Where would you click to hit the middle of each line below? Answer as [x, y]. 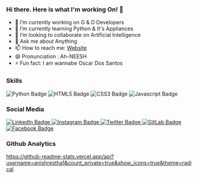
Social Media [25, 109]
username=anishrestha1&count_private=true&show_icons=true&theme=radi [99, 163]
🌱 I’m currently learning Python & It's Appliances [74, 28]
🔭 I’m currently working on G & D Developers [70, 23]
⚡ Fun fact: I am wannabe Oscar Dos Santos [69, 63]
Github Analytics [31, 144]
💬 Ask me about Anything [46, 42]
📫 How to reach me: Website [51, 48]
